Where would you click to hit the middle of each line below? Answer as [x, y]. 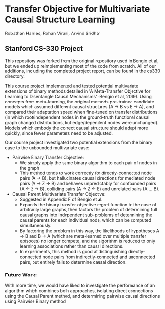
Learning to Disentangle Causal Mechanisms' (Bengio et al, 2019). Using [78, 96]
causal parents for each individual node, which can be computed [85, 220]
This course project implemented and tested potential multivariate [72, 86]
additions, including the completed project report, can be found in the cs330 [82, 71]
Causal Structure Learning [60, 19]
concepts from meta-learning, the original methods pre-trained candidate [80, 102]
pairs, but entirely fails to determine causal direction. [73, 262]
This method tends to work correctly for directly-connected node [85, 173]
